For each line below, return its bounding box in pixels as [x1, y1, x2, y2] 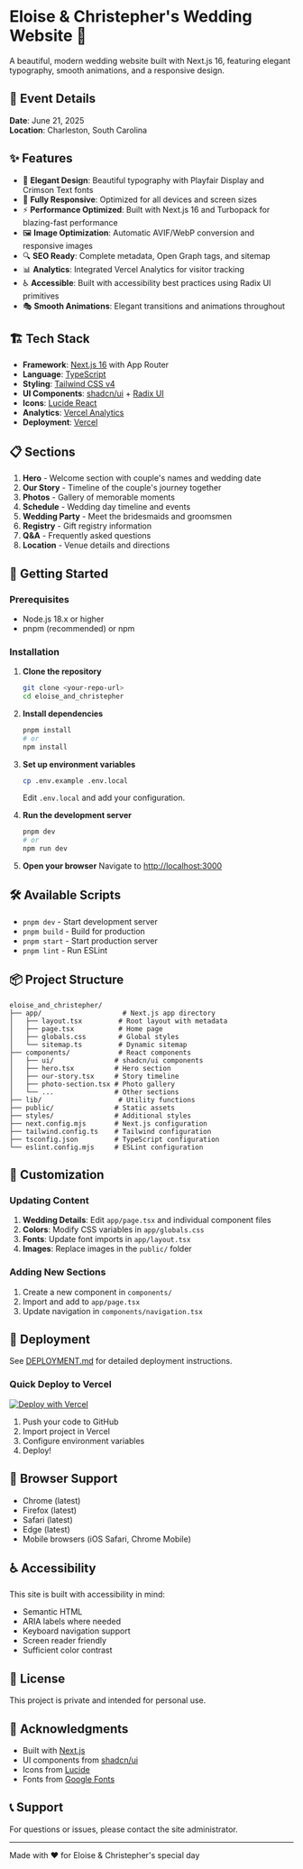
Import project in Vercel [22, 1425, 111, 1436]
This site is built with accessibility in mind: [9, 1589, 165, 1600]
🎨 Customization [9, 1167, 105, 1183]
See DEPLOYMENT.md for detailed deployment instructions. [9, 1356, 233, 1367]
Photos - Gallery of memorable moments [22, 492, 176, 502]
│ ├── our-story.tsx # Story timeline [9, 1072, 179, 1081]
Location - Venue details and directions [22, 539, 170, 551]
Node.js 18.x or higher [22, 613, 105, 624]
